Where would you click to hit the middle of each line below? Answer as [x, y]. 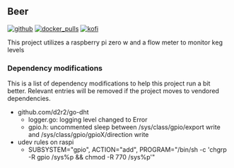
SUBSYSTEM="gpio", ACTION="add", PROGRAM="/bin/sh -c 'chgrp [128, 150]
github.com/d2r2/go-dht [53, 112]
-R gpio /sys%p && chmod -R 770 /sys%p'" [92, 157]
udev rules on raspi [46, 142]
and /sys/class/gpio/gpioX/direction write [88, 135]
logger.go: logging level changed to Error [88, 120]
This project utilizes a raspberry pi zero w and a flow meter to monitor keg [115, 42]
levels [16, 49]
